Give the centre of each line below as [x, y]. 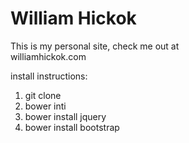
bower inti [45, 106]
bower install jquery [65, 116]
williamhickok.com [48, 56]
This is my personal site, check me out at [95, 46]
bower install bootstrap [72, 127]
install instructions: [49, 76]
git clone [43, 95]
